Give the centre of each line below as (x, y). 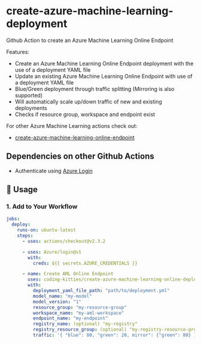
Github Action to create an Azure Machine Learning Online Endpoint (90, 40)
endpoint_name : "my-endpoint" (71, 318)
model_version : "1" (57, 302)
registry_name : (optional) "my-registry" (85, 324)
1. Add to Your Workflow (42, 206)
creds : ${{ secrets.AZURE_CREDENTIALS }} (85, 263)
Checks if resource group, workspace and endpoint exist (85, 114)
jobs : (13, 219)
